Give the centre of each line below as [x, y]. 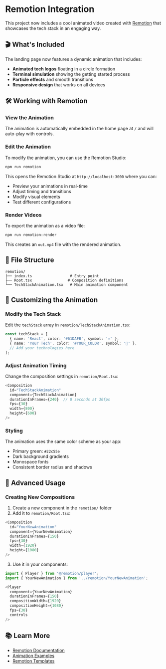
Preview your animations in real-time [50, 186]
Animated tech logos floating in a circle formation [64, 69]
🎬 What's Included [35, 45]
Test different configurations [42, 202]
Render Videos [23, 215]
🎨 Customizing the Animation [52, 300]
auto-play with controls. [29, 134]
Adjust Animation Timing [36, 365]
